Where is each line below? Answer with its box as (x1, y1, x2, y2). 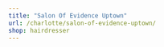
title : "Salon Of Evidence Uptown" (8, 11, 128, 20)
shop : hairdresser (8, 26, 70, 34)
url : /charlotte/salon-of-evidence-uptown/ (8, 19, 157, 27)
